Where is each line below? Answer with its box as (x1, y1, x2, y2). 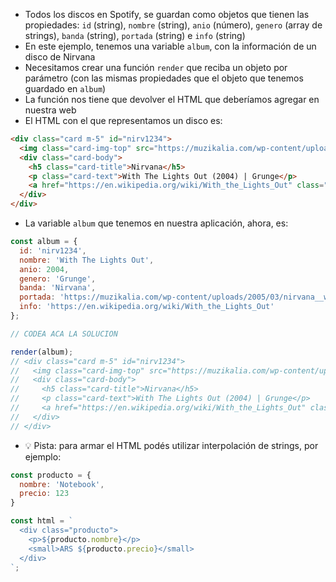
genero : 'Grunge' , (19, 274, 97, 284)
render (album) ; (10, 347, 74, 357)
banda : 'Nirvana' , (19, 283, 97, 293)
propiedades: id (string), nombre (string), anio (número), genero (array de (24, 19, 323, 31)
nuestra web (24, 104, 77, 116)
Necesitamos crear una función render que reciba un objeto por (24, 62, 288, 73)
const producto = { (10, 470, 92, 480)
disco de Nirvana (24, 51, 96, 63)
